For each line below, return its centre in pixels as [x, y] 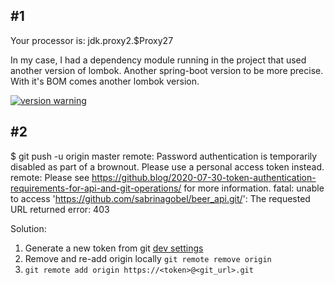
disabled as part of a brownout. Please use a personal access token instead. [167, 166]
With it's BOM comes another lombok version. [105, 81]
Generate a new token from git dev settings [114, 248]
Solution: [28, 228]
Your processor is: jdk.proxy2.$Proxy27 [92, 40]
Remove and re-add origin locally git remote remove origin [148, 258]
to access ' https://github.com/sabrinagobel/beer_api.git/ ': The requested [160, 198]
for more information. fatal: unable [254, 188]
